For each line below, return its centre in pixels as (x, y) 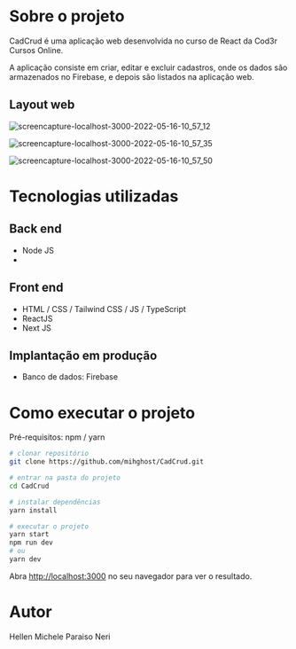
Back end (35, 229)
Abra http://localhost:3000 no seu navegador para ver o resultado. (131, 576)
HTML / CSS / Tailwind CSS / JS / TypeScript (104, 309)
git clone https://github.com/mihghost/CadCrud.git (106, 462)
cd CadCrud (29, 486)
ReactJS (37, 318)
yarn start (29, 535)
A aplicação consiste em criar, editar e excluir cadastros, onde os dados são (148, 67)
